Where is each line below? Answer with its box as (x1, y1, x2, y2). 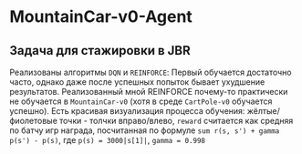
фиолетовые (9, 116, 57, 126)
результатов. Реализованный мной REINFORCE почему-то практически (9, 87, 288, 97)
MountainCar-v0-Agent (9, 6, 193, 27)
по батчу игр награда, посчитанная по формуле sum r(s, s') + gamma (9, 125, 280, 136)
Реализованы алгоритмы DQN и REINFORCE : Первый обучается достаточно (9, 67, 292, 77)
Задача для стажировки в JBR (9, 43, 192, 58)
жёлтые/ (246, 106, 280, 116)
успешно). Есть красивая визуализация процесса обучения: (9, 106, 245, 116)
